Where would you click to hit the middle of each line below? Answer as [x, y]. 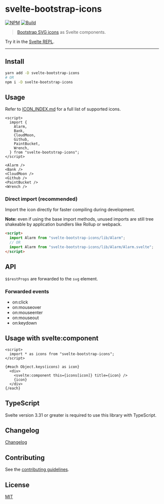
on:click [20, 302]
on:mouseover [27, 307]
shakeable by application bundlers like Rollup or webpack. [63, 225]
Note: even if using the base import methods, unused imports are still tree [79, 219]
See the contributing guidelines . [37, 470]
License [17, 485]
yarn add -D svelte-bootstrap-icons [42, 73]
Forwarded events [27, 291]
